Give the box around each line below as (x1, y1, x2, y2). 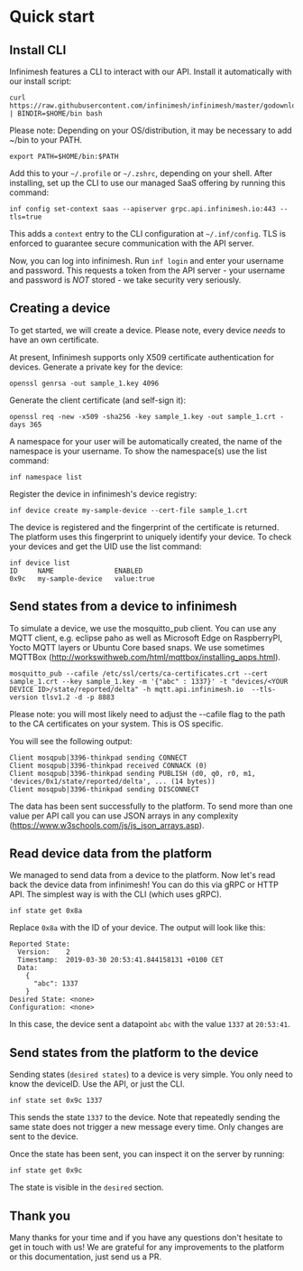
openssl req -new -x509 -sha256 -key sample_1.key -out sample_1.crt (9, 412, 277, 421)
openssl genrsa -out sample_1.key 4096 (9, 378, 160, 388)
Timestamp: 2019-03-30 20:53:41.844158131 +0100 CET (17, 956, 224, 965)
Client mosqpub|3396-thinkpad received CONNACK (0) (9, 761, 207, 770)
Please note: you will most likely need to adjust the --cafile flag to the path (9, 708, 286, 719)
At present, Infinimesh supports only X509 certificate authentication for (9, 351, 275, 362)
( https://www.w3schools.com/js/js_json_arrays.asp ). (9, 819, 205, 830)
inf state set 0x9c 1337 (9, 1096, 103, 1106)
